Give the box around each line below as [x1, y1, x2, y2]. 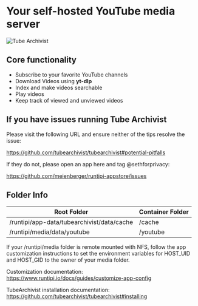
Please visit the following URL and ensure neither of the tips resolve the [6, 131, 185, 138]
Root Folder [54, 208, 89, 216]
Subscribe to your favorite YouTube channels [15, 71, 128, 78]
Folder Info [6, 189, 49, 200]
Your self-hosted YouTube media [6, 4, 176, 18]
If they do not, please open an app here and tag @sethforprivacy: [6, 160, 170, 168]
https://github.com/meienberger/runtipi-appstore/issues [6, 172, 147, 180]
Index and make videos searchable [15, 84, 103, 91]
